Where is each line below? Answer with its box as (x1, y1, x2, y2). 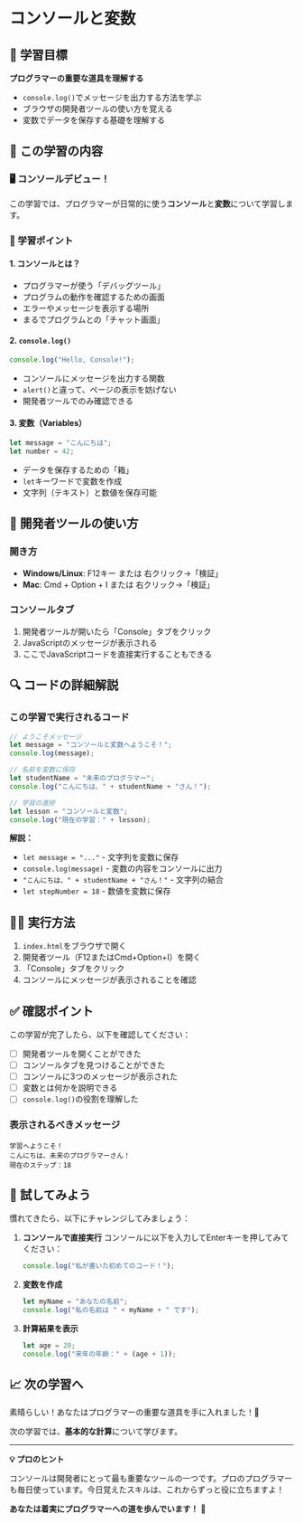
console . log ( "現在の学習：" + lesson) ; (9, 815, 151, 824)
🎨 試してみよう (9, 1187, 92, 1203)
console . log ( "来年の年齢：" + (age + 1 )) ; (22, 1349, 177, 1358)
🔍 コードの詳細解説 (9, 677, 119, 693)
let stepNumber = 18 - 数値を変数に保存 (22, 885, 171, 896)
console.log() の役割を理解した (22, 1093, 139, 1104)
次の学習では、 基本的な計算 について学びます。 (9, 1425, 183, 1436)
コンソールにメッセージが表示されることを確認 (22, 974, 197, 986)
